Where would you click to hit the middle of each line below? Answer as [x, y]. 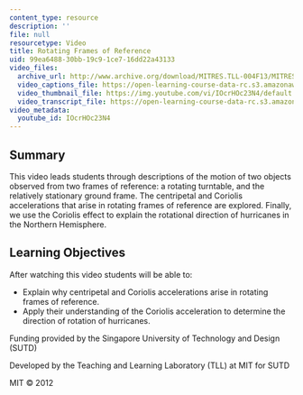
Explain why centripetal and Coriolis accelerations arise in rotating [145, 292]
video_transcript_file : [62, 101]
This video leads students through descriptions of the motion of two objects [150, 176]
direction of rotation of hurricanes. [86, 320]
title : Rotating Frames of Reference [80, 51]
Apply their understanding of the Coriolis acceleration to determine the [154, 311]
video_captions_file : [58, 85]
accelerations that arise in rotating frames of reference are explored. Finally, [151, 205]
